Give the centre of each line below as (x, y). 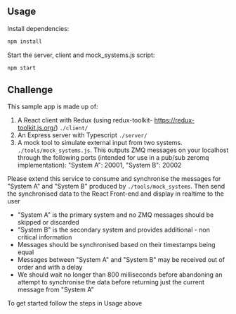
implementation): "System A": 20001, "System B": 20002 (99, 165)
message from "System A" (56, 290)
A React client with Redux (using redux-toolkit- (85, 120)
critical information (45, 237)
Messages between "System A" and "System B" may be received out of (121, 260)
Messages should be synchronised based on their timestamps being (116, 245)
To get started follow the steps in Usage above (75, 303)
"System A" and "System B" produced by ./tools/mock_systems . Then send (116, 187)
